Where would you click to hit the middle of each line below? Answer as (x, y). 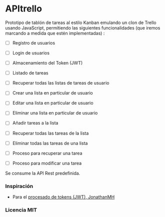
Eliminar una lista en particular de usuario (55, 113)
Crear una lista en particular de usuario (53, 93)
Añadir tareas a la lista (35, 123)
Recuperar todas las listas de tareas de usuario (61, 83)
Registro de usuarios (34, 42)
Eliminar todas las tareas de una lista (50, 143)
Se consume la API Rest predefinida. (43, 173)
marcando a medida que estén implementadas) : (55, 33)
